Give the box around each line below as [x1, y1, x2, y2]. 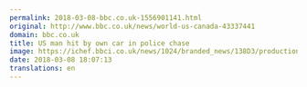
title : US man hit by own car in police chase [9, 38, 190, 48]
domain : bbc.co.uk [9, 30, 79, 39]
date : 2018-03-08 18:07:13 [9, 55, 112, 64]
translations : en [9, 64, 76, 73]
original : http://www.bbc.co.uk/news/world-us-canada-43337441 [9, 22, 256, 31]
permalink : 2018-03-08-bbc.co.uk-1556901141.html [9, 13, 203, 23]
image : [9, 47, 35, 56]
